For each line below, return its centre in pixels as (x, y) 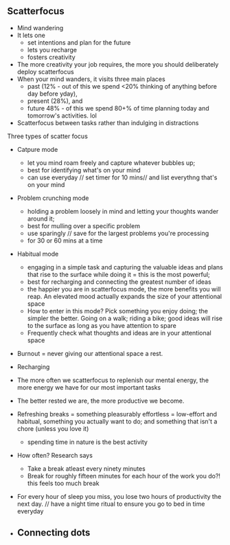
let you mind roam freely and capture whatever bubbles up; (111, 163)
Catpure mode (37, 149)
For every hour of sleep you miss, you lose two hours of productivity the (119, 496)
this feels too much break (63, 483)
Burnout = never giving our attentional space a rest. (90, 353)
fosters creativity (51, 57)
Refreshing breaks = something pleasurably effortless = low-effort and (117, 414)
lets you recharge (52, 49)
